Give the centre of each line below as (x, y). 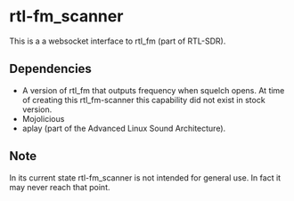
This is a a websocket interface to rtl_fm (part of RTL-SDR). (118, 41)
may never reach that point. (60, 187)
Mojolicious (43, 118)
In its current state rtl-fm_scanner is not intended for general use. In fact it (145, 177)
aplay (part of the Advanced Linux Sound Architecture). (124, 128)
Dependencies (50, 69)
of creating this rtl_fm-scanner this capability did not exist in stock (143, 100)
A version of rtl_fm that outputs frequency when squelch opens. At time (153, 90)
